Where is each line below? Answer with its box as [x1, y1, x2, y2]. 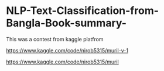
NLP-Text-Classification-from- [6, 4, 159, 17]
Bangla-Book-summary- [6, 16, 127, 30]
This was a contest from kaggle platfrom [6, 35, 104, 42]
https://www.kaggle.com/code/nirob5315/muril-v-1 [6, 47, 129, 54]
